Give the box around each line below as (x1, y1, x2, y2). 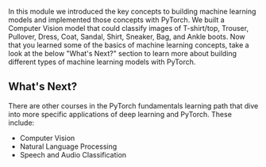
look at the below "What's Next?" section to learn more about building (8, 49, 237, 58)
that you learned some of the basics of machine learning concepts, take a (8, 40, 249, 50)
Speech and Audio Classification (19, 150, 127, 159)
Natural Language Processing (19, 142, 118, 151)
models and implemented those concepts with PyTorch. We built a (8, 15, 225, 25)
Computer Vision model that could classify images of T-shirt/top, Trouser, (8, 24, 249, 32)
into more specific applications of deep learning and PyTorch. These (8, 109, 233, 119)
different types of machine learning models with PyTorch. (8, 57, 196, 66)
